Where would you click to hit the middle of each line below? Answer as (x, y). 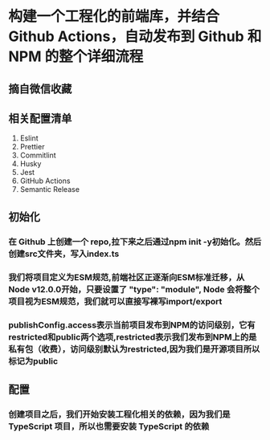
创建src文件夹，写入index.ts (64, 254)
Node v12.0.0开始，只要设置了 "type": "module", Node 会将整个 (134, 289)
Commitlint (38, 155)
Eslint (29, 138)
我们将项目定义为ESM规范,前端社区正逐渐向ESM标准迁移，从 (127, 277)
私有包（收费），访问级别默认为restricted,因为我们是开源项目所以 (134, 348)
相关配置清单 (40, 118)
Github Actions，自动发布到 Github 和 (135, 37)
